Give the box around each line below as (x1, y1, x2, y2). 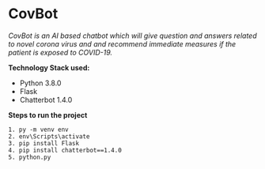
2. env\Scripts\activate (8, 132, 90, 141)
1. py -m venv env (8, 126, 69, 133)
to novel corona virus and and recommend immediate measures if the (8, 39, 237, 48)
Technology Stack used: (8, 62, 90, 72)
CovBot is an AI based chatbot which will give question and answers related (8, 31, 257, 40)
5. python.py (8, 153, 51, 161)
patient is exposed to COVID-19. (8, 47, 113, 57)
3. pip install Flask (8, 139, 80, 147)
